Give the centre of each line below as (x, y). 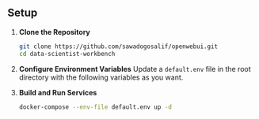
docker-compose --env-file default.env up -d (95, 107)
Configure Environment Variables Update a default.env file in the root (135, 69)
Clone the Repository (54, 32)
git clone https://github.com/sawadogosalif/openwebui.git (118, 46)
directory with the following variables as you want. (101, 77)
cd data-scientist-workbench (67, 54)
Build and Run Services (58, 92)
